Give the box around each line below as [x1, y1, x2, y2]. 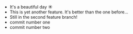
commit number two [9, 24, 50, 30]
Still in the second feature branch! [9, 14, 78, 20]
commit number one [9, 19, 50, 25]
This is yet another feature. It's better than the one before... [9, 9, 129, 15]
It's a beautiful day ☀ [9, 4, 53, 10]
